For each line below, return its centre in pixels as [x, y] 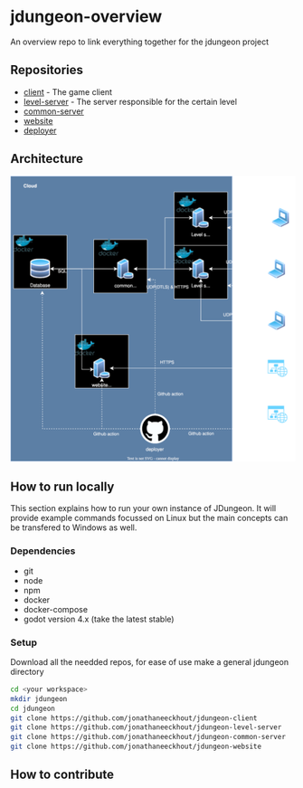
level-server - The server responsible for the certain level [130, 101]
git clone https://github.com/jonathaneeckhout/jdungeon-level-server [146, 727]
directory [27, 671]
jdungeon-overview [86, 17]
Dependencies [43, 551]
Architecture [47, 159]
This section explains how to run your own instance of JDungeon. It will [143, 508]
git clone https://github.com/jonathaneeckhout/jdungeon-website [136, 747]
